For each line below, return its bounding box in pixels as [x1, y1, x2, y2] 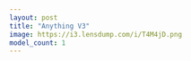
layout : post [9, 13, 58, 22]
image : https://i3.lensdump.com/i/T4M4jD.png [9, 30, 182, 39]
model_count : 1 [9, 38, 66, 48]
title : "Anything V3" [9, 22, 91, 30]
